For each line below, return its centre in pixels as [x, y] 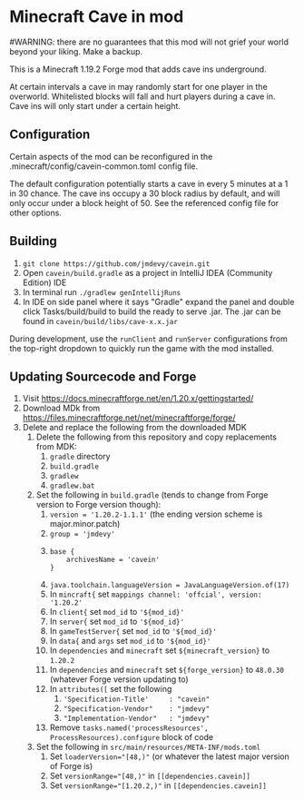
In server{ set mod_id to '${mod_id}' [117, 622]
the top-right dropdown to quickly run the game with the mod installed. [142, 348]
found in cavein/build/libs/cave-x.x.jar [100, 321]
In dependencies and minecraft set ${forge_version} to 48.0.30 [167, 670]
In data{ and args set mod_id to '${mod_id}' [130, 641]
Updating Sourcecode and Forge [103, 376]
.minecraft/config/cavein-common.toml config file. [104, 166]
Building [33, 241]
